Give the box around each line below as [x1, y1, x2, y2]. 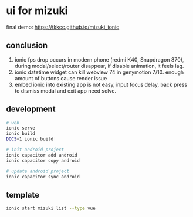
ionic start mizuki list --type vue [6, 205, 96, 212]
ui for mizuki [6, 4, 68, 18]
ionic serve [6, 125, 35, 131]
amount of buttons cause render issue [14, 74, 107, 82]
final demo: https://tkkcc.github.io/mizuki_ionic [6, 23, 120, 30]
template [6, 189, 40, 200]
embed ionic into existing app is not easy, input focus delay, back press [14, 81, 188, 88]
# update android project [6, 168, 69, 174]
